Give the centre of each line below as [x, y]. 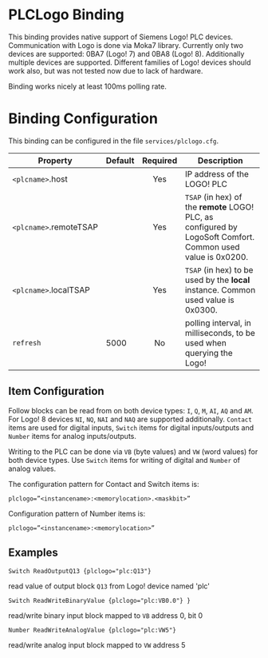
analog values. [32, 469]
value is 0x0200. [217, 257]
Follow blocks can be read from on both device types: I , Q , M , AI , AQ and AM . [131, 410]
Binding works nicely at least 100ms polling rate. [88, 86]
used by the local [217, 280]
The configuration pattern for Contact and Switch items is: [104, 484]
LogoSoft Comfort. [220, 237]
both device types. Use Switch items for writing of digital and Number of [124, 460]
